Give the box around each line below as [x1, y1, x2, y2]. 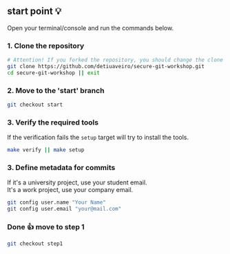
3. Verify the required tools [7, 117, 98, 127]
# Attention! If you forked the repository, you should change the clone [7, 56, 224, 64]
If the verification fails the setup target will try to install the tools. [7, 134, 189, 142]
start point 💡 [7, 6, 62, 17]
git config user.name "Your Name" [7, 199, 107, 206]
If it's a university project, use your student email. [7, 178, 147, 187]
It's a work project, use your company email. [7, 186, 134, 194]
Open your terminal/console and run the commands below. [7, 23, 174, 32]
